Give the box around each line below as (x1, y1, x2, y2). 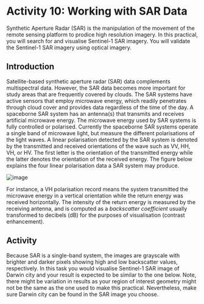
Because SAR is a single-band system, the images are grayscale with (6, 252, 180, 259)
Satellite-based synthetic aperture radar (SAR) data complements (6, 77, 171, 85)
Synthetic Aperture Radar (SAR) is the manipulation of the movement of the (6, 24, 195, 32)
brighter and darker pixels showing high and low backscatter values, (6, 258, 178, 266)
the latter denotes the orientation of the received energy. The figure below (6, 155, 193, 163)
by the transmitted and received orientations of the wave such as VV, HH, (6, 142, 191, 150)
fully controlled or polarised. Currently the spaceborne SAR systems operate (6, 123, 199, 130)
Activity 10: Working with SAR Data (6, 4, 188, 18)
